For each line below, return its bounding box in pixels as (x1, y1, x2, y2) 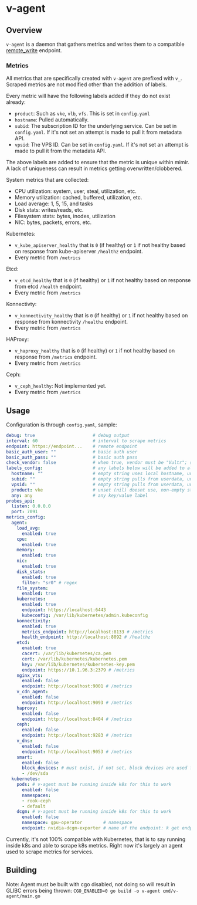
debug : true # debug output (6, 433, 130, 439)
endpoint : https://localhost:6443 (21, 607, 107, 613)
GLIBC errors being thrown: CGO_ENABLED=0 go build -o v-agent (6, 887, 161, 894)
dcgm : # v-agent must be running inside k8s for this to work (16, 809, 172, 815)
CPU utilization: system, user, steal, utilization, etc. (14, 188, 137, 195)
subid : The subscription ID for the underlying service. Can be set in (14, 123, 177, 130)
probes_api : (6, 498, 35, 504)
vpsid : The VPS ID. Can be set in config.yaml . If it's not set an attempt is (14, 141, 189, 148)
